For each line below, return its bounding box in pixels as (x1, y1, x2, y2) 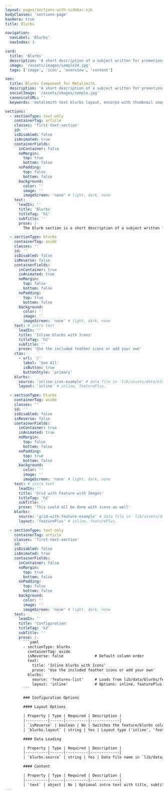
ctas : (14, 351, 26, 356)
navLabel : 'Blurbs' (9, 35, 50, 40)
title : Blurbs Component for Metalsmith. (9, 81, 97, 86)
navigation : (5, 31, 30, 36)
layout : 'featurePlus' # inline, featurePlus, (18, 519, 117, 524)
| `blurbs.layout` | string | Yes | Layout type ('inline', (23, 727, 151, 732)
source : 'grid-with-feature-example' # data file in (18, 514, 131, 519)
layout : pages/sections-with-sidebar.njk (5, 7, 93, 13)
